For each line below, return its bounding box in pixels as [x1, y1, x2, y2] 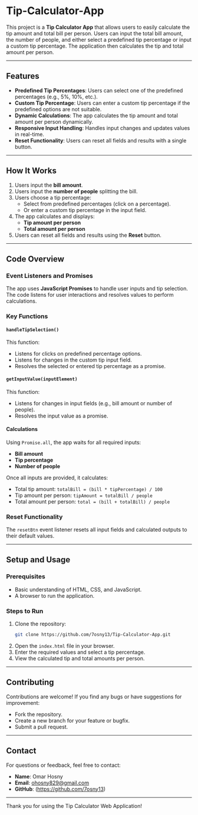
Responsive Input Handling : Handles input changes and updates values [14, 124, 190, 131]
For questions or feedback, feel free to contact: [6, 761, 121, 768]
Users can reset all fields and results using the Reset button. [14, 231, 162, 238]
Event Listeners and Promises [6, 271, 93, 280]
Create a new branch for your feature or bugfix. [14, 717, 130, 724]
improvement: [6, 699, 40, 706]
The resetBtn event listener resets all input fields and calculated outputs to [6, 526, 187, 534]
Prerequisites [6, 572, 45, 581]
